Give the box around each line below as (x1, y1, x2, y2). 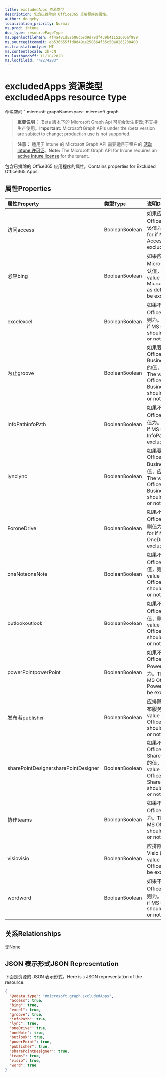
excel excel (7, 318, 33, 325)
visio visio (7, 855, 30, 862)
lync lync (7, 473, 28, 480)
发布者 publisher (7, 714, 44, 721)
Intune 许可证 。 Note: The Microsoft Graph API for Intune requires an (17, 147, 157, 154)
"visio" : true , (9, 1058, 41, 1063)
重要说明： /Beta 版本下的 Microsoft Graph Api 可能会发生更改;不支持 (17, 119, 158, 125)
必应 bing (7, 273, 28, 279)
